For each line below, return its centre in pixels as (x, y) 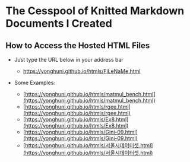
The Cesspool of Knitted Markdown (95, 11)
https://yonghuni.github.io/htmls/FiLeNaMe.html (82, 71)
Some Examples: (35, 82)
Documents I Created (59, 23)
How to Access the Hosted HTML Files (78, 45)
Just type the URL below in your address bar (69, 60)
